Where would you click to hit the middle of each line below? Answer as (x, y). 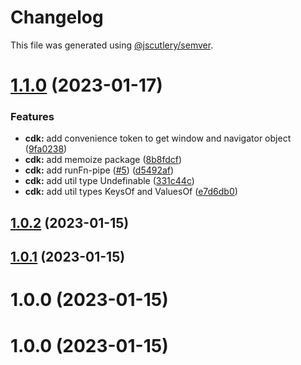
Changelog (57, 17)
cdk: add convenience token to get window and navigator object (158, 138)
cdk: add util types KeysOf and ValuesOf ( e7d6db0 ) (131, 192)
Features (32, 117)
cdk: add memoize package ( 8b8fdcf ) (103, 160)
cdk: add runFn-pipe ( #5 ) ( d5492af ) (99, 170)
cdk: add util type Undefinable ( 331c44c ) (109, 181)
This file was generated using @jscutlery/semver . (112, 45)
